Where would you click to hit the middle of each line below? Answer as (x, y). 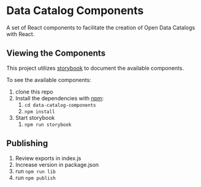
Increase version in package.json (57, 164)
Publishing (27, 143)
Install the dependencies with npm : (59, 98)
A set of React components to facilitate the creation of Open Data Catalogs (101, 28)
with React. (21, 34)
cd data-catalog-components (60, 105)
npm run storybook (48, 125)
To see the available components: (49, 79)
